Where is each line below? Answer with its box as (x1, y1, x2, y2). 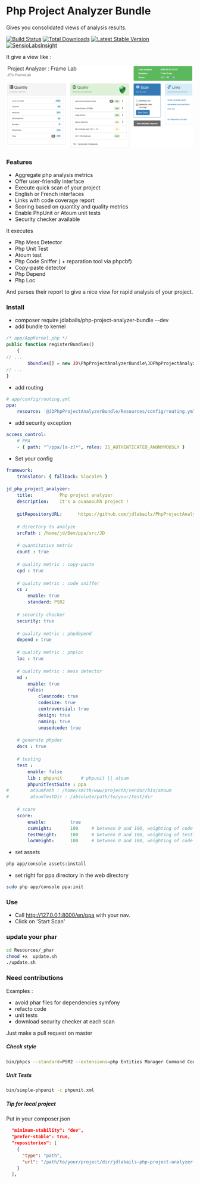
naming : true (37, 718, 70, 724)
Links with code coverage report (14, 197, 95, 204)
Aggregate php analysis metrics (14, 172, 93, 179)
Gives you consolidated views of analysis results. (6, 24, 127, 31)
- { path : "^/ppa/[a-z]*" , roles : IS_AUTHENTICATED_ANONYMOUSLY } (17, 444, 185, 450)
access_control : (6, 432, 46, 438)
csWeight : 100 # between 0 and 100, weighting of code (27, 825, 193, 832)
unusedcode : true (37, 725, 82, 731)
